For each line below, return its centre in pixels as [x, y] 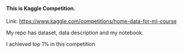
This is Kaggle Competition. [41, 8]
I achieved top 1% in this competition [51, 44]
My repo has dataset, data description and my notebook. [75, 33]
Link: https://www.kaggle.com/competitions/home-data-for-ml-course [91, 21]
